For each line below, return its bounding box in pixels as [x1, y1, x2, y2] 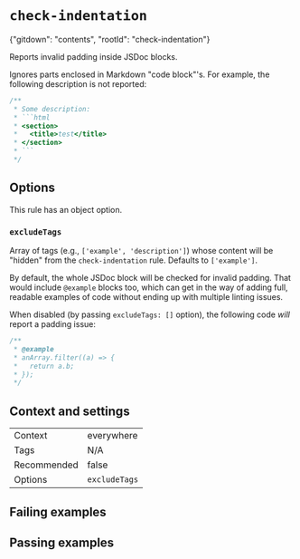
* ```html [13, 112, 51, 122]
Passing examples [9, 535, 115, 550]
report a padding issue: [9, 319, 97, 330]
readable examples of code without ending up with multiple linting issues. [9, 292, 283, 303]
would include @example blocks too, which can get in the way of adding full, [9, 282, 288, 293]
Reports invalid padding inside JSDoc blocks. [9, 51, 178, 62]
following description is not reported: [9, 78, 147, 89]
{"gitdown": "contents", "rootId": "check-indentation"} [9, 34, 211, 44]
